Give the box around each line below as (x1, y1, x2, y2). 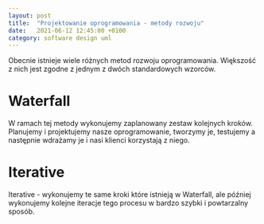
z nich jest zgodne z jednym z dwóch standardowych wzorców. (8, 65, 216, 74)
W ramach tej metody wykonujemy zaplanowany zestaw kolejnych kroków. (8, 119, 253, 128)
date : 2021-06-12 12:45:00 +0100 (8, 26, 126, 34)
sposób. (8, 206, 35, 216)
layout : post (8, 11, 52, 20)
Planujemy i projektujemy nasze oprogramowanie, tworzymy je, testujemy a (8, 127, 256, 136)
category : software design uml (8, 33, 112, 42)
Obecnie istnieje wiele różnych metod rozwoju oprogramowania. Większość (8, 56, 257, 65)
